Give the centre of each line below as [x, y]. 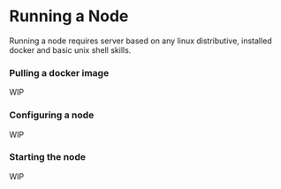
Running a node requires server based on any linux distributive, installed [140, 41]
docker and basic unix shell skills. [70, 49]
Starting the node [48, 157]
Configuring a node [52, 115]
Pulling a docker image [59, 72]
